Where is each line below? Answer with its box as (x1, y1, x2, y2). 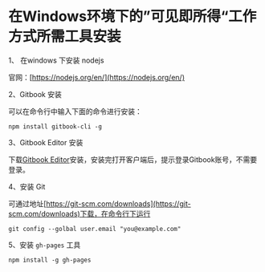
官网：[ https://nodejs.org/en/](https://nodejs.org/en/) (8, 72, 185, 82)
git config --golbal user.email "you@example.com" (8, 225, 181, 233)
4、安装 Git (8, 181, 46, 191)
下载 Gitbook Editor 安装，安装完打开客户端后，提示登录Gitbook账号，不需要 (8, 154, 258, 164)
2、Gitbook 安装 (8, 89, 62, 99)
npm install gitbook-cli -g (8, 122, 103, 131)
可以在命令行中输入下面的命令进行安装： (8, 106, 142, 116)
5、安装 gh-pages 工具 (8, 240, 81, 250)
